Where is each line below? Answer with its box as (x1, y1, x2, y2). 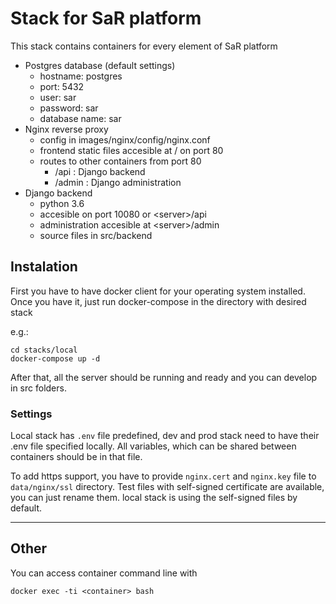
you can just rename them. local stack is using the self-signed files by (10, 492, 298, 504)
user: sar (39, 91, 77, 103)
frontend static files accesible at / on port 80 (39, 144, 224, 156)
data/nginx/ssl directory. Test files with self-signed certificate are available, (10, 481, 325, 493)
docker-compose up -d (10, 353, 101, 364)
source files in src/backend (39, 229, 153, 241)
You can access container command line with (10, 567, 198, 579)
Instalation (10, 258, 78, 276)
